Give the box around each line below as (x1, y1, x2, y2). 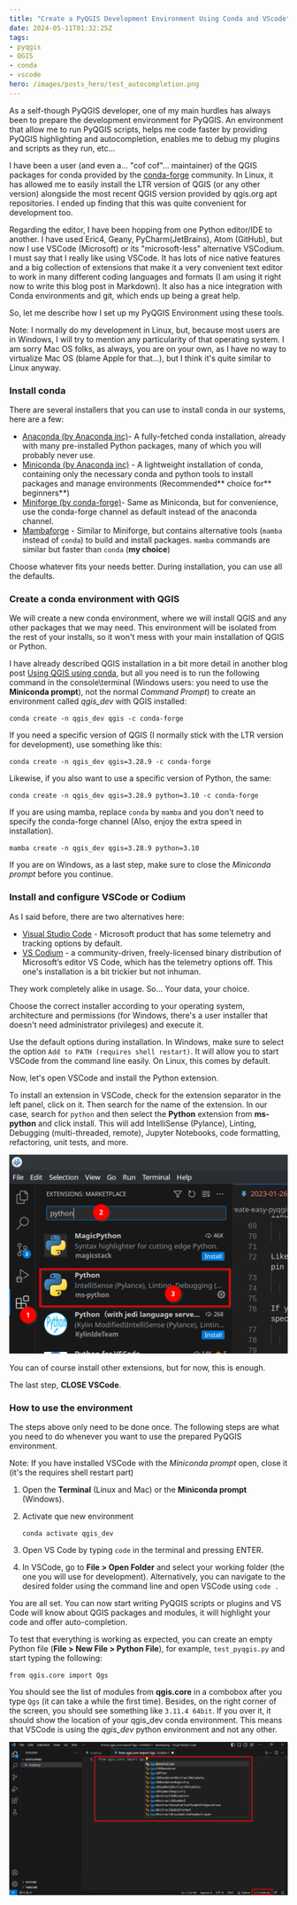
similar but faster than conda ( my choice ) (21, 544, 171, 555)
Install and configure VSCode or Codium (9, 891, 186, 903)
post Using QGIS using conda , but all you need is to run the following (9, 668, 260, 678)
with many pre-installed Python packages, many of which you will (21, 441, 263, 451)
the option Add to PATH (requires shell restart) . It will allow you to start (9, 1046, 279, 1057)
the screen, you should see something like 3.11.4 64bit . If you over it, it (9, 1705, 271, 1715)
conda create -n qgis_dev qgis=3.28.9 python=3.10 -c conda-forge (9, 792, 259, 800)
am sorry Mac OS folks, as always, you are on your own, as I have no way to (9, 343, 287, 354)
